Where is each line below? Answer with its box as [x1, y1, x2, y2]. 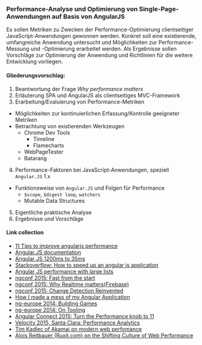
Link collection [6, 229, 44, 236]
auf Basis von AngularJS [51, 12, 125, 20]
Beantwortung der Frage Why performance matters [14, 85, 144, 92]
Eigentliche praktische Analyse [14, 208, 92, 216]
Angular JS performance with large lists [14, 267, 113, 275]
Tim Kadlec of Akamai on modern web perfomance [14, 325, 142, 332]
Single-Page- [139, 5, 179, 13]
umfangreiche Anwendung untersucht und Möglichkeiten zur [6, 39, 158, 46]
